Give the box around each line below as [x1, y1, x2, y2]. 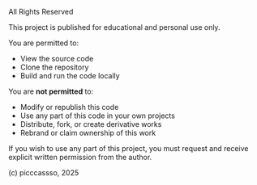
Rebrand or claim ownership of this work [19, 128, 156, 137]
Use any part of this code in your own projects [19, 111, 176, 120]
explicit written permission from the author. [8, 153, 152, 162]
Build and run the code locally [19, 71, 120, 80]
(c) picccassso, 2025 [8, 168, 79, 177]
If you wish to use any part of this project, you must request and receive [8, 144, 249, 153]
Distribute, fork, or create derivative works [19, 120, 162, 128]
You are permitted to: [8, 38, 79, 48]
